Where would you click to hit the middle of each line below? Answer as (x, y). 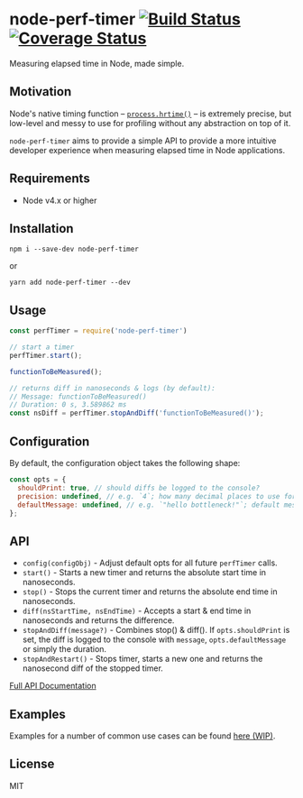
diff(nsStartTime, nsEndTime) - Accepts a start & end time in (137, 611)
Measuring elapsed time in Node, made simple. (97, 63)
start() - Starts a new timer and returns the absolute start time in (144, 573)
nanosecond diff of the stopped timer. (93, 668)
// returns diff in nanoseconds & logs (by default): (113, 388)
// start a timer (42, 347)
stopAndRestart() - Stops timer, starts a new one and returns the (142, 659)
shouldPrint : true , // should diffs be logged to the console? (138, 488)
